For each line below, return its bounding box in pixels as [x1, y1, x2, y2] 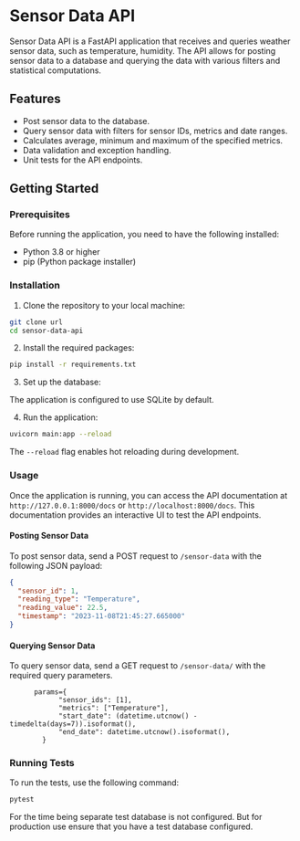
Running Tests [9, 757, 75, 770]
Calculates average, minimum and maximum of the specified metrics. [22, 134, 284, 146]
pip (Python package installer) [22, 257, 137, 268]
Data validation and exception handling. [22, 144, 171, 155]
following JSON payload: [9, 560, 103, 571]
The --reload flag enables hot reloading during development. [9, 447, 240, 457]
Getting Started [9, 181, 99, 196]
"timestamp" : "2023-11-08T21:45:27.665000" [17, 612, 185, 621]
